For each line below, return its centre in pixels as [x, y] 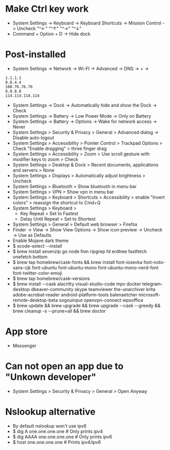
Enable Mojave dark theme [41, 241]
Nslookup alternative [50, 412]
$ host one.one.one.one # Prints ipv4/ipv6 [57, 442]
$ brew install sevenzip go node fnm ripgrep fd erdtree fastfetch [80, 251]
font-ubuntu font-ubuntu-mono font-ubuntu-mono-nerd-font [95, 268]
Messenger [24, 346]
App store [27, 332]
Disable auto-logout [33, 138]
